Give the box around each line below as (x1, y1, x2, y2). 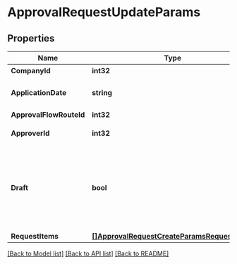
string (91, 88, 113, 97)
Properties (7, 32, 55, 44)
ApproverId (11, 128, 50, 138)
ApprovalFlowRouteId (11, 110, 85, 120)
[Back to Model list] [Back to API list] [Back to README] (7, 249, 169, 258)
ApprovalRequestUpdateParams (7, 4, 201, 20)
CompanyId (11, 66, 51, 75)
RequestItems (11, 232, 59, 241)
